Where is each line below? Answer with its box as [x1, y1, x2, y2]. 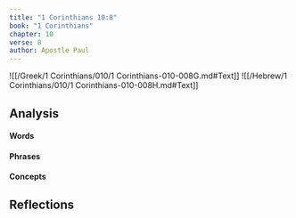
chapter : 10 [9, 29, 53, 38]
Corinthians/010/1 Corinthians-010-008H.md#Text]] [9, 80, 199, 91]
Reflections [9, 197, 75, 212]
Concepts [9, 171, 46, 182]
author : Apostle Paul [9, 46, 90, 55]
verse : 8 [9, 37, 42, 47]
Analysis [9, 106, 60, 121]
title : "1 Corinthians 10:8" [9, 12, 118, 22]
